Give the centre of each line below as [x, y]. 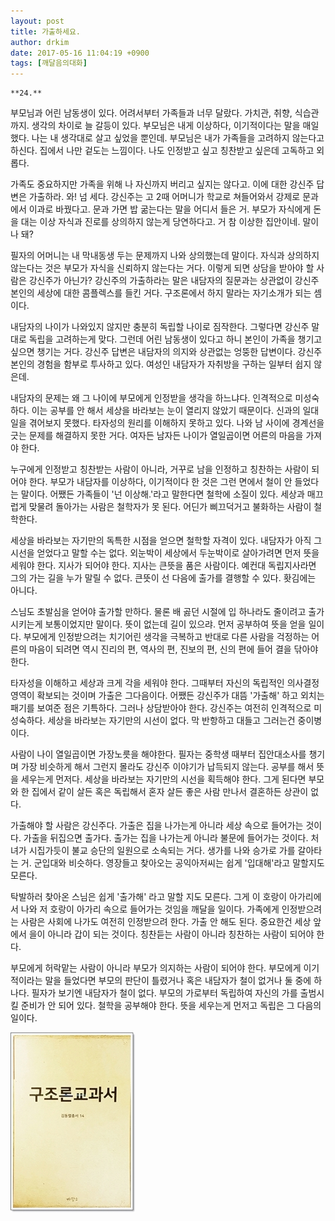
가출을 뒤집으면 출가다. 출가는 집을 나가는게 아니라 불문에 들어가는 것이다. [166, 838]
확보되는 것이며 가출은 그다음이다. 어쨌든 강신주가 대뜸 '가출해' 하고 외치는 [180, 696]
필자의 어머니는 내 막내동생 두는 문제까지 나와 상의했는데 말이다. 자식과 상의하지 [165, 256]
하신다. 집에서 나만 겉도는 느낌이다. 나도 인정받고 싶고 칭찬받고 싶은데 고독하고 [162, 151]
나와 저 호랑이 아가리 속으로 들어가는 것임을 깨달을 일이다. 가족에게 [150, 909]
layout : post [37, 21]
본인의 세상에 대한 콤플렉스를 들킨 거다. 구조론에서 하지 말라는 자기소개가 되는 [161, 293]
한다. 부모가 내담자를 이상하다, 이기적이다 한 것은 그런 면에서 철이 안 [160, 482]
